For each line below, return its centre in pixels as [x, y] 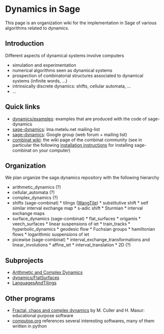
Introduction [25, 44]
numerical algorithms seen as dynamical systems [62, 70]
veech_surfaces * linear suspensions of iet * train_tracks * [71, 224]
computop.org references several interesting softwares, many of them [83, 321]
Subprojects [24, 260]
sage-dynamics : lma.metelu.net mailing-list [56, 129]
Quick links [23, 107]
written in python [29, 326]
